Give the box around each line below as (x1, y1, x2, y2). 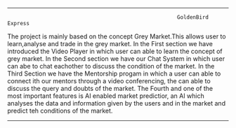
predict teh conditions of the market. (7, 106, 113, 115)
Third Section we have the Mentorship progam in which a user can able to (7, 69, 221, 78)
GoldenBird (176, 14, 209, 21)
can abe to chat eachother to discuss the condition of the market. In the (7, 62, 215, 70)
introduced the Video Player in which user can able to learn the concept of (7, 47, 223, 55)
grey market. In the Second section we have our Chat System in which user (7, 55, 225, 63)
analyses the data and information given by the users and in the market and (7, 99, 226, 107)
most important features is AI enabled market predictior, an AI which (7, 92, 205, 100)
